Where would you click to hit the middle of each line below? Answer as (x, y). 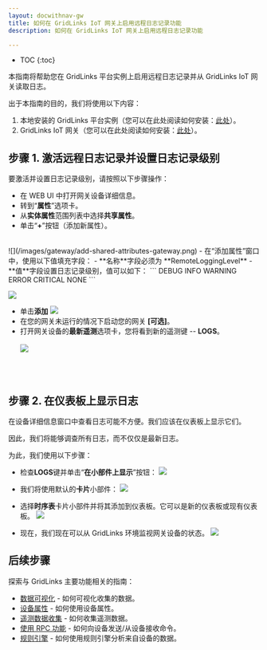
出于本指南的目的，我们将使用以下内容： (75, 104)
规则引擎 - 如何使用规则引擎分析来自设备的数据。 (100, 638)
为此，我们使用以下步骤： (50, 455)
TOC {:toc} (37, 60)
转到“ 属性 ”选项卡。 (51, 206)
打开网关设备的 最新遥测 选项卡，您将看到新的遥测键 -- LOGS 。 (122, 331)
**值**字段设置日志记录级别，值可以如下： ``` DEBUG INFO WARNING (123, 271)
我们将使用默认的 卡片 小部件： (69, 489)
